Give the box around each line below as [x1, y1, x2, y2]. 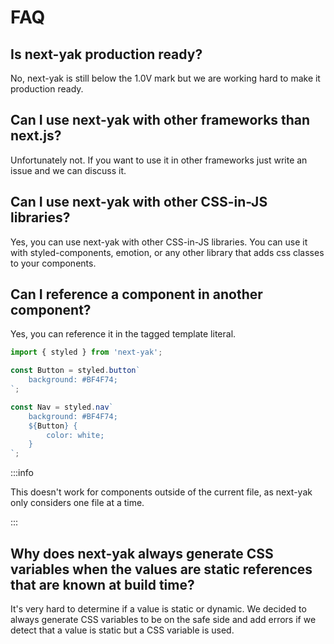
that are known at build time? [10, 576, 195, 593]
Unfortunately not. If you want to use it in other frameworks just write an [10, 154, 308, 166]
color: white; [46, 430, 105, 440]
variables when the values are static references [10, 561, 313, 578]
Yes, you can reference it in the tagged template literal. [10, 328, 237, 340]
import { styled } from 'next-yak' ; [10, 347, 163, 358]
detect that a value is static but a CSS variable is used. [10, 624, 235, 636]
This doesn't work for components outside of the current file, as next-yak [10, 486, 313, 498]
